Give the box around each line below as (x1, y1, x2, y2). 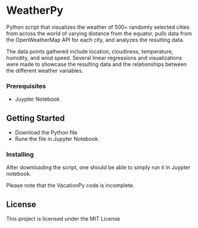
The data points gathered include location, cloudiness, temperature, (6, 47, 173, 55)
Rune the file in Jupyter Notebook (14, 136, 99, 143)
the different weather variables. (6, 67, 84, 74)
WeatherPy (6, 4, 64, 17)
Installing (6, 150, 34, 158)
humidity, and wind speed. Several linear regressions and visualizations (6, 54, 182, 61)
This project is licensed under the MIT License (6, 215, 121, 223)
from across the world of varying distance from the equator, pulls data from (6, 29, 193, 37)
